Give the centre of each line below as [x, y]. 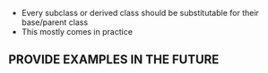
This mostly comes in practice [77, 32]
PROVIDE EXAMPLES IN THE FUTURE [114, 60]
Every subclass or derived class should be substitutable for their [140, 13]
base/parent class [55, 22]
